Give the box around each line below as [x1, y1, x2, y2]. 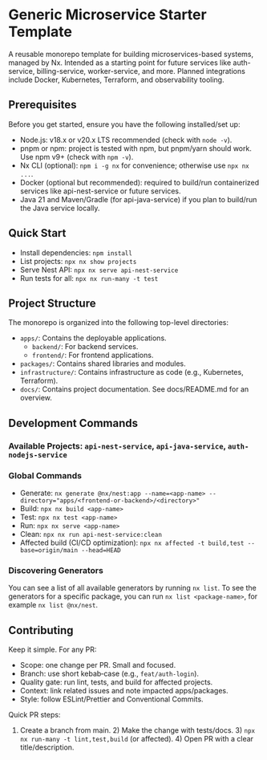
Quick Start [8, 226, 67, 240]
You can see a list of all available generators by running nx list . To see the [8, 583, 257, 593]
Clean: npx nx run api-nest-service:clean [19, 529, 163, 539]
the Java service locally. [19, 203, 100, 213]
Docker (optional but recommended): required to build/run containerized [19, 177, 260, 187]
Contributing [8, 624, 74, 637]
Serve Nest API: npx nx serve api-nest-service [19, 265, 179, 274]
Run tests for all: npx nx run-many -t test [19, 273, 159, 282]
